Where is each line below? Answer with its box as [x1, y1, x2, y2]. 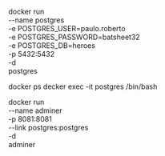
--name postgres [8, 15, 65, 25]
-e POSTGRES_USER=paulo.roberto [8, 24, 126, 33]
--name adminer [8, 106, 62, 115]
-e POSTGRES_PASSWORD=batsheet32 [8, 32, 140, 42]
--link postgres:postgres [8, 123, 89, 132]
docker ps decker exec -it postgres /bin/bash [8, 82, 158, 91]
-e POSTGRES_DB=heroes [8, 41, 96, 50]
